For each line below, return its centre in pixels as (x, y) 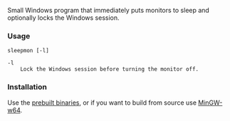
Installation (27, 87)
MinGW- (210, 103)
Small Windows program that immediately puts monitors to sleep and (109, 10)
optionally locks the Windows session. (63, 18)
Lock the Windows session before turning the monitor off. (110, 69)
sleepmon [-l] (28, 51)
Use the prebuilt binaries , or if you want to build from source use (102, 103)
